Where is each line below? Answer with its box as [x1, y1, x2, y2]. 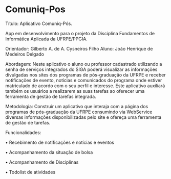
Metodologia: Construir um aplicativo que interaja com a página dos [5, 103, 148, 109]
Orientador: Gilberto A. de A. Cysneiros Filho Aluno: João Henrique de [5, 45, 153, 52]
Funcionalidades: [5, 129, 41, 136]
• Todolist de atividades [5, 169, 56, 175]
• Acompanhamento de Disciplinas [5, 159, 79, 165]
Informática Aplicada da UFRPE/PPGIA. [5, 36, 88, 42]
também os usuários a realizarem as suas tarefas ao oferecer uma [5, 88, 145, 94]
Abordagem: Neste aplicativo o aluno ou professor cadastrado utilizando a [5, 61, 162, 67]
